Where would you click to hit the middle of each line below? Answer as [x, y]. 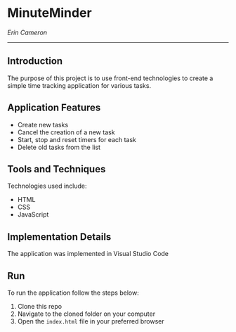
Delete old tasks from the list [59, 147]
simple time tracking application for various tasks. [79, 85]
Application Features [54, 108]
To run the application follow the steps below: [73, 293]
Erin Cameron [27, 32]
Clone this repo [39, 306]
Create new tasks [43, 124]
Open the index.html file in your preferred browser [91, 321]
